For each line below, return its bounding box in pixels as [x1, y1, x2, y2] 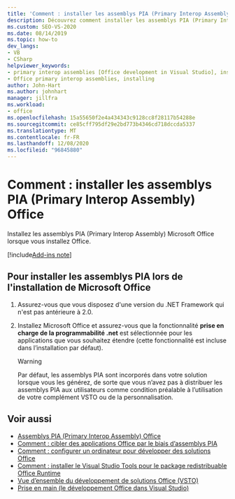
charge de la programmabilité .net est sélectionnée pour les [17, 328, 192, 337]
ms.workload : [7, 101, 45, 108]
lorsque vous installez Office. [7, 237, 92, 245]
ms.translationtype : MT [7, 127, 77, 134]
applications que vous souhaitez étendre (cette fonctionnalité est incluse [17, 336, 227, 345]
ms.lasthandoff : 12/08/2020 [7, 140, 90, 147]
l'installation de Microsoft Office [7, 282, 152, 294]
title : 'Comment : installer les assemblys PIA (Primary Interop [7, 10, 201, 17]
